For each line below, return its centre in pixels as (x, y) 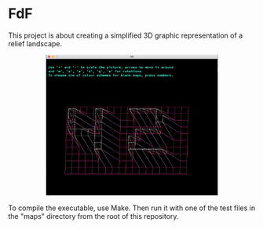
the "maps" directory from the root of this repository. (93, 216)
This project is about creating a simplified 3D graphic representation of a (126, 35)
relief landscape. (35, 43)
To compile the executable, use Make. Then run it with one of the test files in (132, 208)
